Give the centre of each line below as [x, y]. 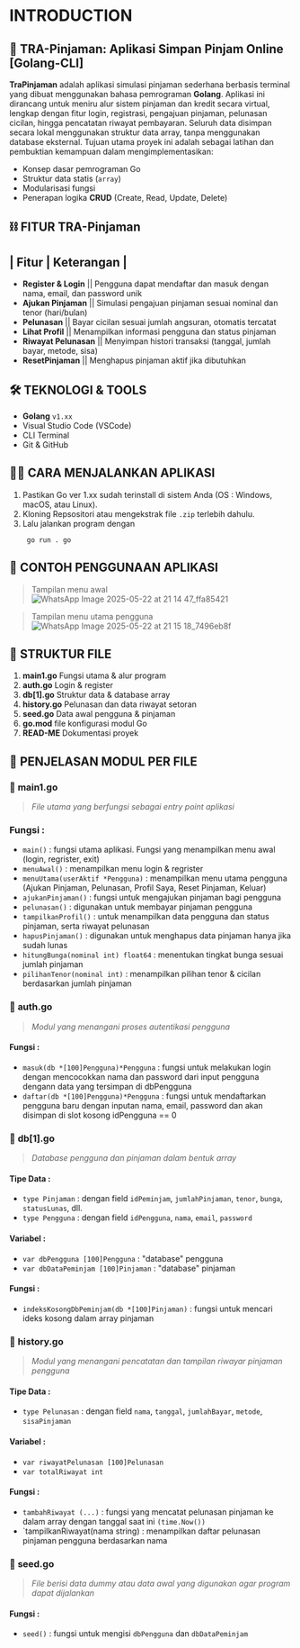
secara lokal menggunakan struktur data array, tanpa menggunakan [135, 132]
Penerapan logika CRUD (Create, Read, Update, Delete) [125, 198]
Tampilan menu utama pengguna [92, 616]
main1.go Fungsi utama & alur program [94, 675]
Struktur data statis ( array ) [71, 178]
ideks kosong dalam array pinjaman [88, 1318]
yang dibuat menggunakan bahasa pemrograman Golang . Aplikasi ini [137, 94]
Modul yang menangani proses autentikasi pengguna [131, 1027]
